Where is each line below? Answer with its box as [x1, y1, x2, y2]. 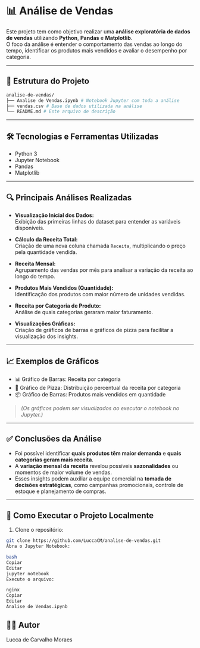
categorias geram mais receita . [14, 456, 94, 463]
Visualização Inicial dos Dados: [14, 212, 94, 219]
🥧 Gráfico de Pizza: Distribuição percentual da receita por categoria [14, 384, 181, 391]
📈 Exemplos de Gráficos [6, 356, 99, 367]
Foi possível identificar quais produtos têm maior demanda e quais [14, 449, 182, 457]
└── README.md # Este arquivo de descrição [6, 108, 116, 114]
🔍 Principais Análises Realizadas [6, 193, 132, 203]
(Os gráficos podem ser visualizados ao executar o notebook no [20, 404, 180, 411]
